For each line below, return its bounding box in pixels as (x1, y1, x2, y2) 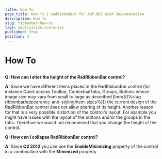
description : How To (5, 16, 47, 21)
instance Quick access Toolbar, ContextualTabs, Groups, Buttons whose (5, 89, 149, 95)
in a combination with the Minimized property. (5, 149, 98, 155)
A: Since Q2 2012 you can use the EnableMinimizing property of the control (5, 143, 159, 149)
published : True (5, 30, 38, 34)
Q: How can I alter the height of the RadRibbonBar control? (5, 74, 125, 80)
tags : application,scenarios (5, 25, 64, 30)
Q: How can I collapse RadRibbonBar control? (5, 134, 98, 140)
